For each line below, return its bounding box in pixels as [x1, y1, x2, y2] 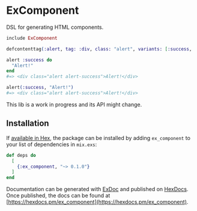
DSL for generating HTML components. [6, 23, 104, 31]
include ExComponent [6, 35, 58, 41]
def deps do [6, 152, 36, 158]
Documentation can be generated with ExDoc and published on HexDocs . [6, 186, 189, 193]
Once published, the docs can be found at [6, 192, 111, 199]
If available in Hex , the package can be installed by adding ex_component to [6, 134, 191, 141]
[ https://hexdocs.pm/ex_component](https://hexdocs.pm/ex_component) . [6, 198, 189, 206]
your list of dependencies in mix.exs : [6, 141, 97, 148]
